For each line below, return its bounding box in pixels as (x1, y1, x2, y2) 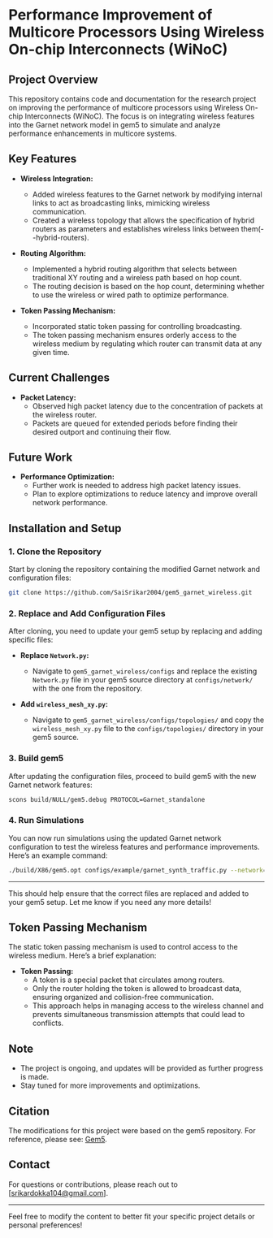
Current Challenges (8, 371, 110, 385)
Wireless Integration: (19, 173, 93, 184)
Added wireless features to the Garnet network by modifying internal (32, 189, 262, 199)
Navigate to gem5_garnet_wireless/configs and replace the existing (32, 666, 258, 676)
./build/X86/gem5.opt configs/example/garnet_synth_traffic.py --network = (8, 866, 267, 874)
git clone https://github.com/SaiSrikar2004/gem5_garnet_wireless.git (8, 589, 253, 597)
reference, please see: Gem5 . (8, 1135, 107, 1145)
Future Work (8, 451, 73, 465)
